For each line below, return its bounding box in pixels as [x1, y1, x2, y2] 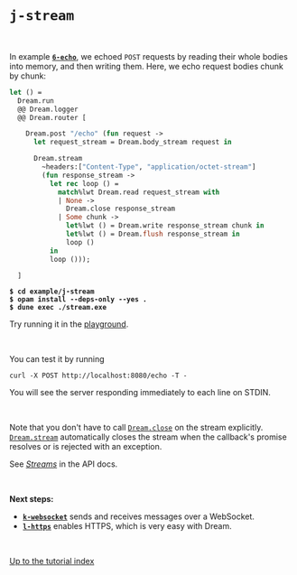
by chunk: [9, 70, 47, 81]
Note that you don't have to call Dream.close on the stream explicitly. [9, 422, 264, 433]
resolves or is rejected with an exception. [9, 441, 162, 452]
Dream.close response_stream [66, 204, 176, 214]
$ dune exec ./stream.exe [9, 303, 107, 312]
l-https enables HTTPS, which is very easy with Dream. [22, 521, 232, 532]
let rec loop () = [49, 179, 119, 188]
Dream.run [17, 96, 54, 106]
